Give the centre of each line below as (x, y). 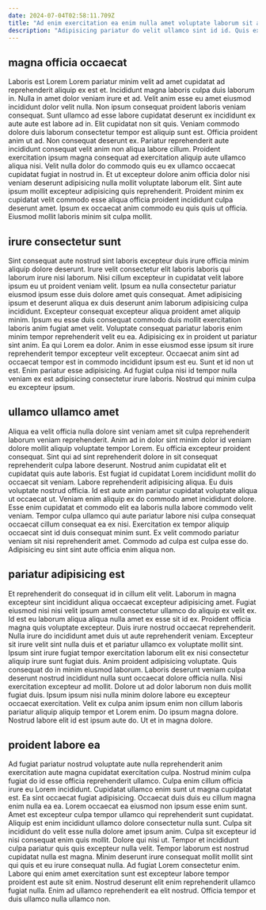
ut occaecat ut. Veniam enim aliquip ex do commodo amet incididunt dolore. (132, 499)
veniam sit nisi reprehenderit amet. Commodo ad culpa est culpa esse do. (129, 541)
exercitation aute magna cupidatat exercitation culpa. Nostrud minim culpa (129, 773)
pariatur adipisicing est (66, 575)
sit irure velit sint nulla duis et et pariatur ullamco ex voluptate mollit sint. (126, 644)
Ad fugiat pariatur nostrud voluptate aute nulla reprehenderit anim (116, 764)
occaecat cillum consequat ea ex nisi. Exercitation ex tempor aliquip (119, 524)
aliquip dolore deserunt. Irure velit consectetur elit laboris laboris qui (120, 269)
